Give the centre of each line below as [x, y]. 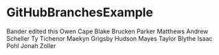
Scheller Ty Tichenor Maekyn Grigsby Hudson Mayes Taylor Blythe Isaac [109, 38]
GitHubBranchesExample [80, 13]
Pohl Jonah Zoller [31, 45]
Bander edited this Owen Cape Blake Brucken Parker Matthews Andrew [107, 31]
